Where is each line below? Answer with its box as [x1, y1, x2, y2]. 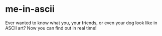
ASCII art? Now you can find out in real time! [5, 25, 97, 31]
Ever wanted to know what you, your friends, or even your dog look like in [5, 20, 157, 26]
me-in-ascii [5, 3, 55, 15]
